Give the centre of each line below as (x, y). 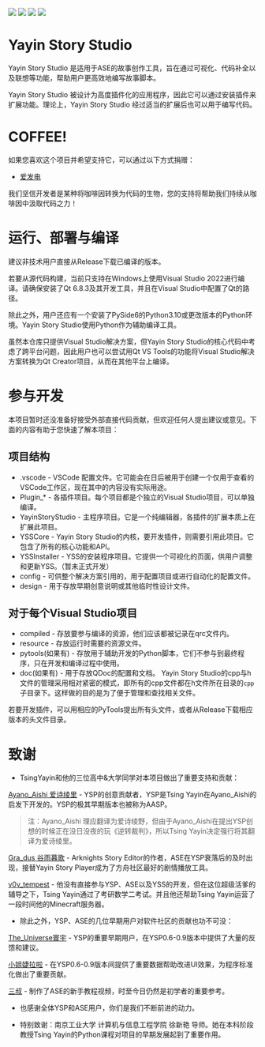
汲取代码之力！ (53, 203)
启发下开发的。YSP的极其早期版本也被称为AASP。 (90, 804)
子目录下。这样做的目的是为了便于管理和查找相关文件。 (109, 693)
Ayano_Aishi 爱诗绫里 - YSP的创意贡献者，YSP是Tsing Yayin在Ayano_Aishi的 (132, 795)
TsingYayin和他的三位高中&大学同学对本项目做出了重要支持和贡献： (129, 778)
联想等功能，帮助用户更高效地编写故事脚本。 (87, 77)
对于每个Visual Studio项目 (73, 613)
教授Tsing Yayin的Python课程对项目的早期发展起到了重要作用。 (122, 1034)
